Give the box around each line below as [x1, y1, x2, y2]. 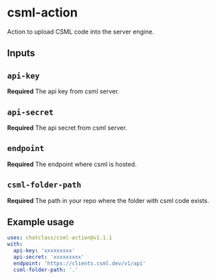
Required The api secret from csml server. [7, 124, 127, 132]
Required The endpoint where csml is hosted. [7, 160, 137, 168]
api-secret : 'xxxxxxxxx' [13, 254, 85, 261]
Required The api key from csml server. [7, 87, 120, 95]
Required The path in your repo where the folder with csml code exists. [7, 196, 210, 205]
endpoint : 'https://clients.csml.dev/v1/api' [13, 259, 147, 267]
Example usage [7, 216, 74, 228]
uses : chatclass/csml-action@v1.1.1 [7, 235, 112, 242]
